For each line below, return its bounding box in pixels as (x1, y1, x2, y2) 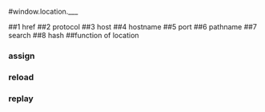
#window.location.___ (8, 7, 78, 16)
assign (8, 50, 35, 61)
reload (8, 71, 34, 83)
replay (8, 93, 34, 104)
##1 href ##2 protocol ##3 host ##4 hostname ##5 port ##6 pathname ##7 (8, 22, 258, 31)
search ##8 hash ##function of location (8, 31, 139, 40)
